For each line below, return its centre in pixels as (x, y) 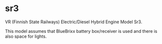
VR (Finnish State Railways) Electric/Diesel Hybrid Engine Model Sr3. (73, 22)
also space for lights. (26, 36)
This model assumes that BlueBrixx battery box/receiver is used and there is (81, 31)
